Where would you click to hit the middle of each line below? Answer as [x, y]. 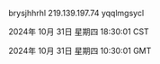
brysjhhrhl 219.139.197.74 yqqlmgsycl [76, 13]
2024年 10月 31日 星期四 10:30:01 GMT [80, 50]
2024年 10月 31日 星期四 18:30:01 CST [79, 32]
